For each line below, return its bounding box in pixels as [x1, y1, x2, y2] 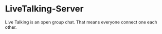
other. [5, 24, 17, 30]
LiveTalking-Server [5, 3, 84, 14]
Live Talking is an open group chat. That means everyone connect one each [5, 19, 157, 25]
